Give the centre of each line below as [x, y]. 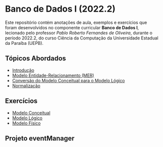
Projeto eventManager [40, 138]
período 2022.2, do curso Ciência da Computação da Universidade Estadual [82, 38]
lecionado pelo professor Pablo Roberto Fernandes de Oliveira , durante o [79, 33]
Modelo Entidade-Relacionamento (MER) [53, 75]
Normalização [26, 86]
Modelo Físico [26, 123]
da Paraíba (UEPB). [24, 43]
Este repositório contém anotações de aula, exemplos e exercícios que [76, 22]
